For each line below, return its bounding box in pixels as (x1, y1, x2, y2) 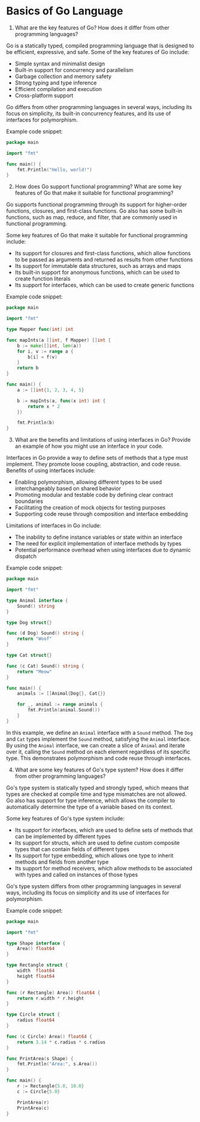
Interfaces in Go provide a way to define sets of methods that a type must (6, 454, 189, 462)
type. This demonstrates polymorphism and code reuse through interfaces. (6, 754, 192, 762)
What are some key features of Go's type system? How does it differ (14, 766, 184, 773)
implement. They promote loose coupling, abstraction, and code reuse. (6, 460, 181, 468)
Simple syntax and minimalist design (14, 60, 105, 67)
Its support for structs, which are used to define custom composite (14, 839, 180, 846)
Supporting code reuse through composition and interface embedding (14, 511, 189, 518)
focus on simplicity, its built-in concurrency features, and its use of (6, 110, 171, 117)
